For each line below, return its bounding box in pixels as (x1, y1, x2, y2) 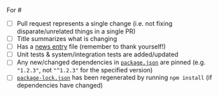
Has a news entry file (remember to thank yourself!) (16, 42, 166, 51)
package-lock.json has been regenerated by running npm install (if (16, 73, 213, 82)
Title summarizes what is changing (16, 35, 118, 43)
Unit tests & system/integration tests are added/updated (16, 50, 179, 58)
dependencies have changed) (16, 81, 103, 90)
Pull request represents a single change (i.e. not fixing (16, 19, 173, 27)
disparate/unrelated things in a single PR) (16, 27, 136, 35)
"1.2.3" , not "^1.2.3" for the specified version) (16, 66, 153, 74)
